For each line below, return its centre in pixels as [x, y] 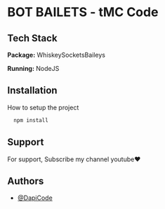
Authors [26, 181]
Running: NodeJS [33, 68]
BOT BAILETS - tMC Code [83, 12]
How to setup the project [43, 107]
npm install [31, 120]
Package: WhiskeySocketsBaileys [56, 55]
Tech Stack [32, 38]
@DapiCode [35, 198]
